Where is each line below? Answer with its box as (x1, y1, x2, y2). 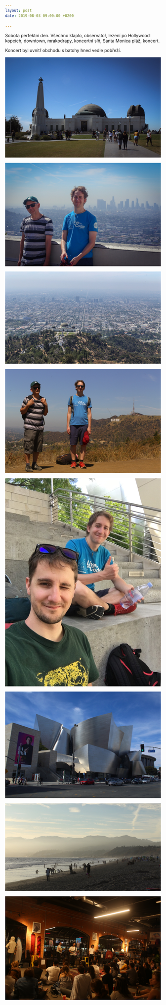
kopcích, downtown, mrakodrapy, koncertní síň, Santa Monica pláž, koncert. (5, 38, 160, 44)
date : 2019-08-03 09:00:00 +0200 (5, 13, 74, 18)
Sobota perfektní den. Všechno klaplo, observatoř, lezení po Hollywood (5, 33, 150, 39)
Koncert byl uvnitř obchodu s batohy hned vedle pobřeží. (5, 48, 121, 53)
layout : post (5, 8, 32, 13)
